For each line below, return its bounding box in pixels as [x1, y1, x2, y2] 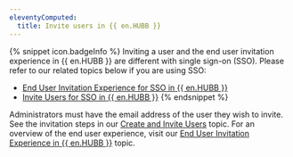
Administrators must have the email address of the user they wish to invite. [9, 109, 283, 120]
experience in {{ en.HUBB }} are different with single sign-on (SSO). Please [9, 55, 285, 66]
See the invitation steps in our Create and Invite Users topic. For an [9, 118, 256, 129]
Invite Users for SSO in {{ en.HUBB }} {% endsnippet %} [21, 91, 229, 103]
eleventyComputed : [9, 12, 77, 22]
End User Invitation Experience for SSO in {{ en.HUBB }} [21, 82, 229, 93]
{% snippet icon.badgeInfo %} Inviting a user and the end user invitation [9, 45, 274, 56]
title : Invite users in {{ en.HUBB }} [17, 21, 162, 30]
